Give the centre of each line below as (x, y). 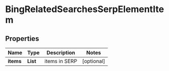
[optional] (94, 61)
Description (61, 53)
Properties (22, 39)
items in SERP (61, 61)
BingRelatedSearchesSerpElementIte (85, 9)
